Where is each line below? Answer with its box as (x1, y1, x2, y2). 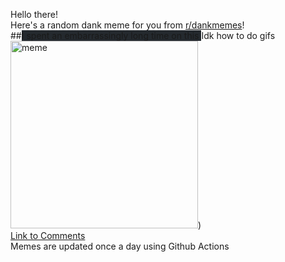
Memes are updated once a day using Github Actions (10, 240, 230, 252)
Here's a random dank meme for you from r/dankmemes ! (10, 19, 245, 31)
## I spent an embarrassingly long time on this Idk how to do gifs (10, 30, 276, 41)
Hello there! (10, 9, 58, 20)
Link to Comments (10, 230, 86, 241)
